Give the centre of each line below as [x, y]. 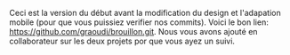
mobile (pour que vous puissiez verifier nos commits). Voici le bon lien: [139, 22]
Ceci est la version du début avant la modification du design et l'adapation [145, 13]
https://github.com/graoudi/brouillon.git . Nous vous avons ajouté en [133, 31]
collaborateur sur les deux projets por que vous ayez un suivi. [122, 41]
